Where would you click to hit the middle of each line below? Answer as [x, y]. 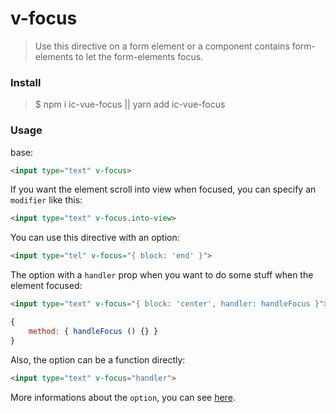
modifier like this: [46, 200]
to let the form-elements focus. [139, 56]
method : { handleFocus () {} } [93, 331]
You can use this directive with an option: [95, 238]
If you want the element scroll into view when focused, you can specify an [163, 189]
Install [26, 82]
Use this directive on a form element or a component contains [162, 46]
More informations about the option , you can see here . [123, 397]
